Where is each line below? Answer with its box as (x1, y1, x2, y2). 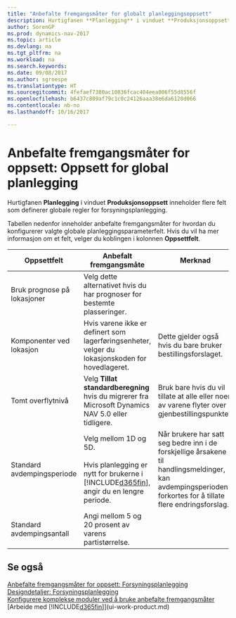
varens (83, 529, 107, 538)
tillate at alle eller (157, 391, 214, 401)
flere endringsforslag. (157, 499, 230, 509)
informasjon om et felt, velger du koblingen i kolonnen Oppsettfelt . (7, 234, 201, 243)
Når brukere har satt (157, 429, 225, 439)
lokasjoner (11, 294, 46, 303)
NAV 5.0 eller (83, 409, 128, 419)
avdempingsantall (11, 529, 70, 538)
